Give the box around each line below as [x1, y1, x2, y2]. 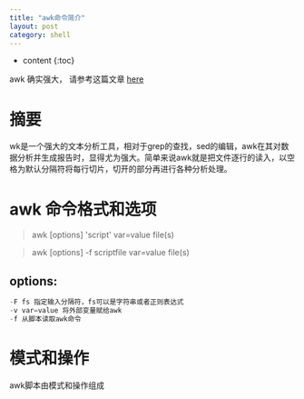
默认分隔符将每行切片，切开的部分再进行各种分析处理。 [25, 164, 232, 175]
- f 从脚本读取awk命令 [9, 314, 82, 324]
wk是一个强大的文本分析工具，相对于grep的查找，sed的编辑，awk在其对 [9, 141, 281, 152]
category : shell [9, 30, 71, 39]
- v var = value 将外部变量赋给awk [9, 305, 123, 314]
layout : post [9, 22, 59, 31]
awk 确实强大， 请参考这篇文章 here [9, 74, 144, 85]
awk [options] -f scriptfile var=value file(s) [31, 247, 191, 258]
